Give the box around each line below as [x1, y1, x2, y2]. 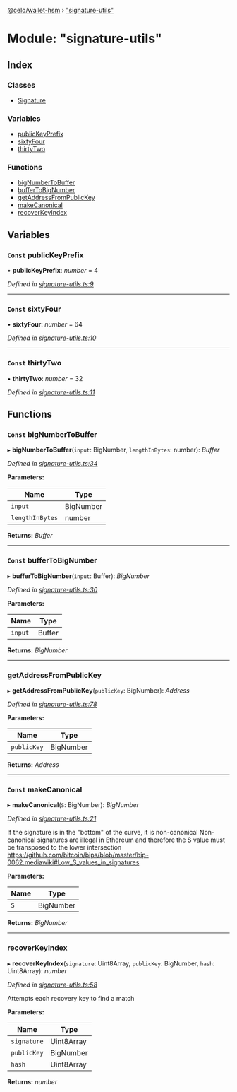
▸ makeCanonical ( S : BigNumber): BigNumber [7, 801, 140, 809]
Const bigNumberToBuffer [7, 430, 97, 440]
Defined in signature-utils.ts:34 [7, 459, 98, 468]
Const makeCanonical [7, 785, 83, 794]
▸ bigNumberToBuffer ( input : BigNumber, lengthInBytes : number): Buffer [7, 445, 220, 454]
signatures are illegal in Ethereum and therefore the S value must [37, 835, 226, 844]
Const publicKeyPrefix [7, 250, 84, 260]
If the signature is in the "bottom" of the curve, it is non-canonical [7, 828, 198, 837]
